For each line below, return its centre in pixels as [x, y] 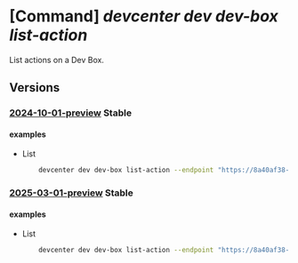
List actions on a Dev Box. [57, 60]
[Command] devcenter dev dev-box [144, 16]
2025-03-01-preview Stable [71, 193]
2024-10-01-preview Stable [70, 113]
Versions [35, 88]
